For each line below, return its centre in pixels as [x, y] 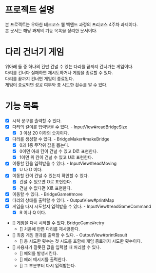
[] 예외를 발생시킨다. [39, 253]
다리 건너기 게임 [35, 52]
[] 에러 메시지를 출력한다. [43, 259]
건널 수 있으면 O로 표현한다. [46, 182]
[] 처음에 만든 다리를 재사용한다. [50, 229]
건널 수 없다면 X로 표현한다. [46, 188]
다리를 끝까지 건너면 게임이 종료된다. [39, 78]
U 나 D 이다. [31, 170]
